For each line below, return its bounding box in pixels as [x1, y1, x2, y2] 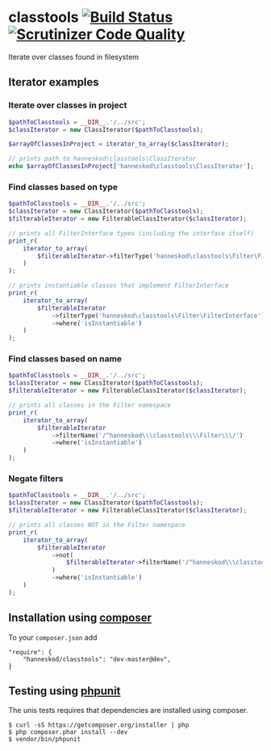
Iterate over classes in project [8, 99, 127, 111]
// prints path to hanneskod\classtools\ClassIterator [8, 154, 197, 163]
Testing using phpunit [8, 684, 121, 698]
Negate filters [8, 473, 64, 484]
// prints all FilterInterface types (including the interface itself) [8, 229, 254, 238]
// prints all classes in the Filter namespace [8, 401, 172, 410]
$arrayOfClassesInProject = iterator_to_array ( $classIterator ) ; [8, 140, 229, 149]
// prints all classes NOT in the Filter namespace [8, 521, 186, 529]
